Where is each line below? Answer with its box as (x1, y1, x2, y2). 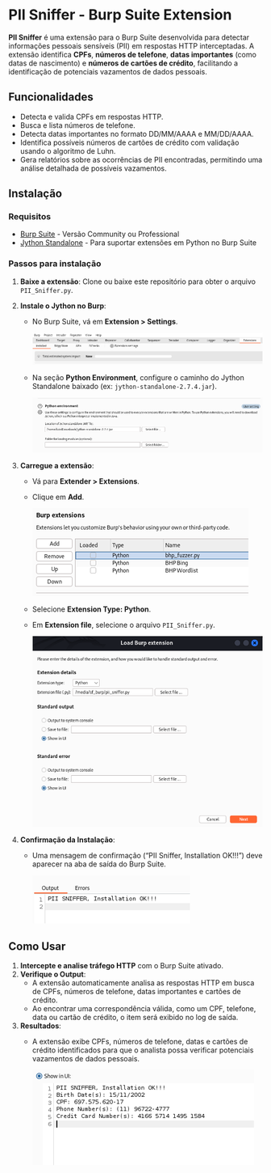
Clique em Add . (31, 492, 85, 502)
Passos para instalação (8, 258, 102, 269)
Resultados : (19, 1021, 62, 1031)
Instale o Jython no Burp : (19, 301, 106, 311)
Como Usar (8, 939, 66, 953)
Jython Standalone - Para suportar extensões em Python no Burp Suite (19, 238, 256, 248)
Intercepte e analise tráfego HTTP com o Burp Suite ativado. (19, 961, 224, 971)
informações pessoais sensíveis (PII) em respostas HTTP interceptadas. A (8, 40, 255, 50)
